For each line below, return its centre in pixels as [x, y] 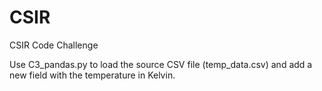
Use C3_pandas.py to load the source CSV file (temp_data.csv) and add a [161, 64]
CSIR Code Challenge [54, 45]
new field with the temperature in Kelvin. [92, 75]
